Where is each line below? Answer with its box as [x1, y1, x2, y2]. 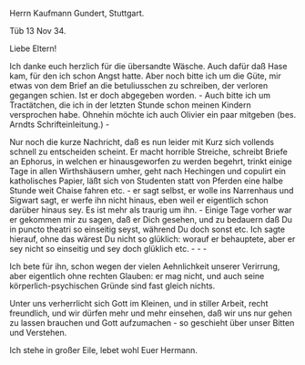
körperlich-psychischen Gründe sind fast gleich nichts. [9, 280, 216, 291]
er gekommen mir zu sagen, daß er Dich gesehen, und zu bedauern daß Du [9, 214, 293, 224]
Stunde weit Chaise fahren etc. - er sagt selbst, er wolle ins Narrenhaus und [9, 185, 294, 195]
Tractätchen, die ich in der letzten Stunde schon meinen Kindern [9, 99, 252, 110]
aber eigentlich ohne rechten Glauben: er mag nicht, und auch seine [9, 271, 265, 281]
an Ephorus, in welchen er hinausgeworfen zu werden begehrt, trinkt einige [9, 156, 293, 167]
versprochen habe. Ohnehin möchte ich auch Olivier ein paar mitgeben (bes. [9, 109, 297, 120]
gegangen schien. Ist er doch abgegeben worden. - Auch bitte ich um [9, 90, 271, 100]
